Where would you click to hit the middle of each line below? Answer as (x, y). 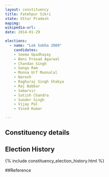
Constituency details (37, 133)
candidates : (26, 50)
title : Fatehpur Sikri (28, 14)
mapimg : (13, 23)
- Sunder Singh (29, 100)
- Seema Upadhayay (32, 54)
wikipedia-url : (20, 28)
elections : (16, 41)
